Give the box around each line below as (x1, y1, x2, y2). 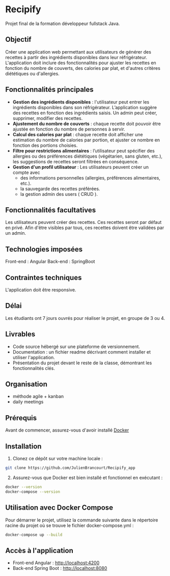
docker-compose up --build (5, 532, 63, 537)
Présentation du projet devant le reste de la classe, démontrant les (12, 360, 152, 366)
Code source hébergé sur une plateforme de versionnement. (12, 343, 140, 349)
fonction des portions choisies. (12, 142, 78, 148)
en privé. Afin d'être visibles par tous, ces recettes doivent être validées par (5, 224, 164, 231)
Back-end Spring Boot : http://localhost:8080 (12, 565, 107, 571)
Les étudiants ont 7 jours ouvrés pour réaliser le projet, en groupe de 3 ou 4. (5, 315, 165, 321)
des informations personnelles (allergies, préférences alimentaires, (20, 174, 160, 181)
